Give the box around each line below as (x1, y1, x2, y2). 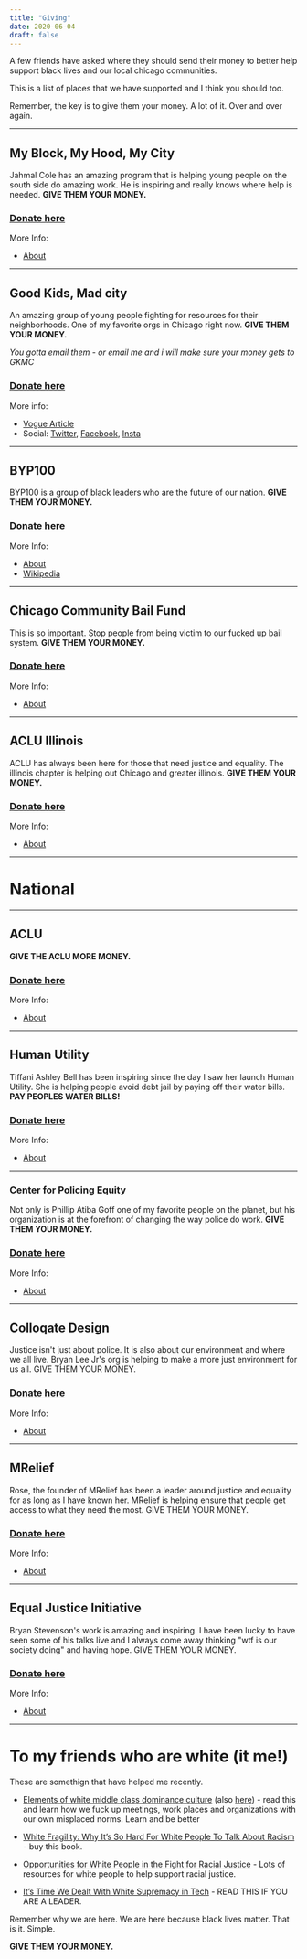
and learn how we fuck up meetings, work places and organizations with (22, 1804, 296, 1814)
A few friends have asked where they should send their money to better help (9, 56, 298, 67)
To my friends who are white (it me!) (9, 1746, 289, 1767)
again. (9, 111, 34, 122)
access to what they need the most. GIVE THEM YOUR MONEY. (9, 1504, 249, 1515)
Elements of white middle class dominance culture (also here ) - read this (22, 1793, 297, 1804)
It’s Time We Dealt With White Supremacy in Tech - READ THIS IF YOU (22, 1886, 288, 1897)
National (9, 879, 75, 900)
